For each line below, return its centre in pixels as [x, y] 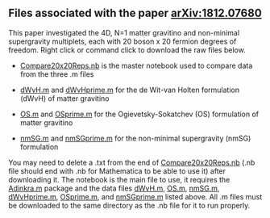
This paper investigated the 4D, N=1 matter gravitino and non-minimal [124, 32]
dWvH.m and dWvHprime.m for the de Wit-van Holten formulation [130, 90]
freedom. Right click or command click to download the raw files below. [127, 50]
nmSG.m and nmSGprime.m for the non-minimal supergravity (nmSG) [135, 138]
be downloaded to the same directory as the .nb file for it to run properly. [129, 205]
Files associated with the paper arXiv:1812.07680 [135, 13]
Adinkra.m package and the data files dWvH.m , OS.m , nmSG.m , [114, 188]
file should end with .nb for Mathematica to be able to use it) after [117, 171]
